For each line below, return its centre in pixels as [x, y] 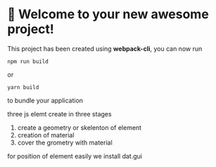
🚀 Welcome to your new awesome [108, 14]
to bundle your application [45, 100]
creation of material [46, 135]
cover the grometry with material [65, 142]
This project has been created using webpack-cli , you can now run [105, 48]
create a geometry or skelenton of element [80, 127]
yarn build [23, 87]
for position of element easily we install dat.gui [75, 156]
